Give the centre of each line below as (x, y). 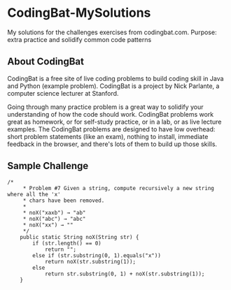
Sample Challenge (48, 166)
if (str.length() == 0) (67, 243)
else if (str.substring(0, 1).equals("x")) (97, 255)
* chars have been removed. (64, 201)
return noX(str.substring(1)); (90, 261)
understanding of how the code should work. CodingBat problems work (111, 114)
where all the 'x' (34, 194)
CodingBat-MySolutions (79, 13)
